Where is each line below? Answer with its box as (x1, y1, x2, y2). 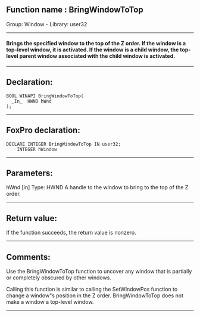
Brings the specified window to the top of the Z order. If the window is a (6, 40, 186, 47)
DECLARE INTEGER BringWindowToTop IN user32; (6, 141, 121, 147)
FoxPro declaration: (6, 125, 80, 136)
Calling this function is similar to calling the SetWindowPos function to (6, 286, 178, 293)
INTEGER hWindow (17, 146, 58, 152)
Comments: (6, 252, 51, 262)
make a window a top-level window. (6, 298, 94, 306)
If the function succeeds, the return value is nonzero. (6, 229, 137, 236)
